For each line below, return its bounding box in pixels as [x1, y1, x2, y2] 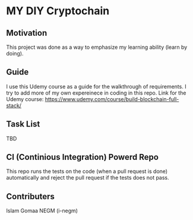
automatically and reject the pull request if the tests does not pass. [6, 174, 169, 181]
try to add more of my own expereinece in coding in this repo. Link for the [6, 89, 186, 96]
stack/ [6, 102, 22, 109]
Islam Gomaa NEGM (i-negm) [6, 207, 78, 215]
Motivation [6, 28, 48, 38]
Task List [6, 119, 40, 129]
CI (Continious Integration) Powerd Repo [6, 152, 159, 162]
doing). [6, 50, 24, 57]
